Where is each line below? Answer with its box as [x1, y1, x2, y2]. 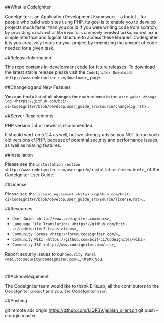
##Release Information [5, 55, 52, 61]
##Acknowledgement [5, 273, 49, 280]
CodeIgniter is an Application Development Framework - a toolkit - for [5, 14, 147, 19]
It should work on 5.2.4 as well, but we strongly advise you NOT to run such [5, 132, 159, 137]
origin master [9, 313, 36, 319]
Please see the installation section [5, 161, 80, 167]
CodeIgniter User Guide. [5, 172, 55, 178]
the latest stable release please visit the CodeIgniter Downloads [5, 69, 133, 75]
